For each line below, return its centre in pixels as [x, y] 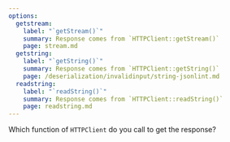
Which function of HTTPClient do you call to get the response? [113, 130]
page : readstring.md [58, 106]
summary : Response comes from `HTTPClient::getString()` [122, 69]
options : [23, 16]
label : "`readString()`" [65, 91]
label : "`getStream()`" [63, 31]
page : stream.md [51, 46]
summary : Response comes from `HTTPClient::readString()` [123, 99]
